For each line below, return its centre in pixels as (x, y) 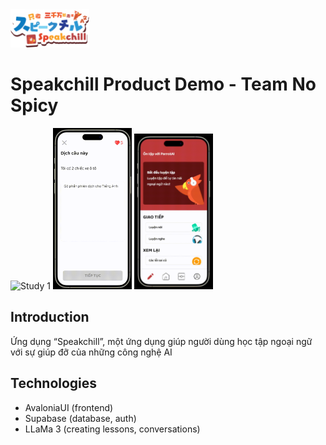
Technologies (54, 383)
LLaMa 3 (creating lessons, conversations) (112, 429)
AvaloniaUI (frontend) (69, 407)
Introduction (50, 317)
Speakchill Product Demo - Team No (163, 84)
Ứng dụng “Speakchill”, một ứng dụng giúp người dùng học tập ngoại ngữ (161, 341)
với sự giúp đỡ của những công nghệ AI (91, 352)
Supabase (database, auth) (80, 418)
